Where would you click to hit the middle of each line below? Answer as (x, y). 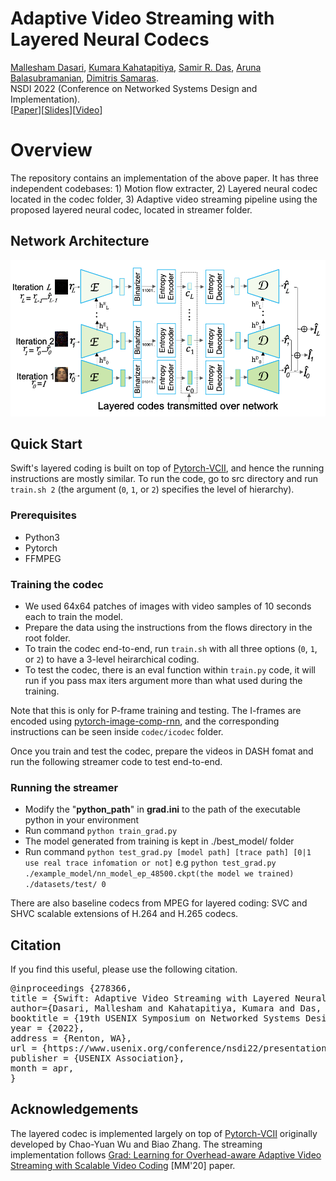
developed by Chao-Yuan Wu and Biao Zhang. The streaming (136, 1144)
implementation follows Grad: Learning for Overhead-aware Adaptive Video (166, 1154)
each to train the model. (74, 616)
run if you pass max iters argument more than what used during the (163, 680)
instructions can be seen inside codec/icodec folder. (117, 731)
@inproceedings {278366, (71, 988)
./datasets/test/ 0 (65, 885)
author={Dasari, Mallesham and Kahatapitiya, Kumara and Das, (166, 1008)
